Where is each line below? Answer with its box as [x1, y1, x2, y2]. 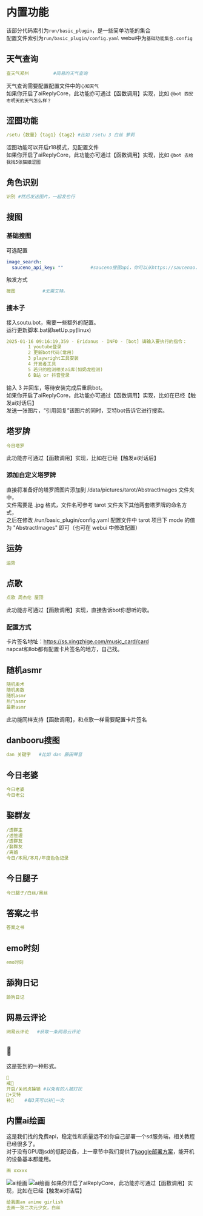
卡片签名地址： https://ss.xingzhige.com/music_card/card [6, 638, 150, 645]
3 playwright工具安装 [28, 356, 79, 362]
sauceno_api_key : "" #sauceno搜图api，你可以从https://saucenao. [12, 265, 198, 271]
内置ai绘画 [6, 1115, 45, 1126]
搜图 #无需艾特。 [6, 288, 68, 294]
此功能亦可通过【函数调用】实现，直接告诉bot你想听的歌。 [6, 606, 153, 613]
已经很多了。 [6, 1140, 38, 1147]
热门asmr [6, 698, 27, 704]
